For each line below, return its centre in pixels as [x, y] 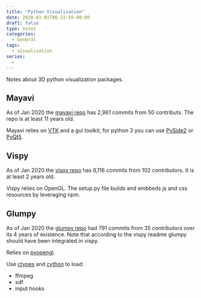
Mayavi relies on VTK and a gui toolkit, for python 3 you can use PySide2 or [100, 130]
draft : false [23, 23]
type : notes [21, 29]
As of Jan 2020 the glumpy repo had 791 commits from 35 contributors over [100, 228]
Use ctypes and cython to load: [45, 264]
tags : [13, 46]
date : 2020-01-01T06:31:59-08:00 [48, 17]
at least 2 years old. [31, 177]
